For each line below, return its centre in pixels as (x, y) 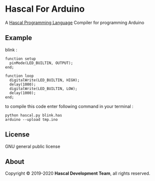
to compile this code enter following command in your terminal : (69, 106)
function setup (21, 59)
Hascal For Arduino (45, 9)
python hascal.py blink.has (34, 115)
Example (19, 38)
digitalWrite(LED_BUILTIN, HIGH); (44, 80)
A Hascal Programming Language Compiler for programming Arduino (75, 23)
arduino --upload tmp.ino (31, 119)
